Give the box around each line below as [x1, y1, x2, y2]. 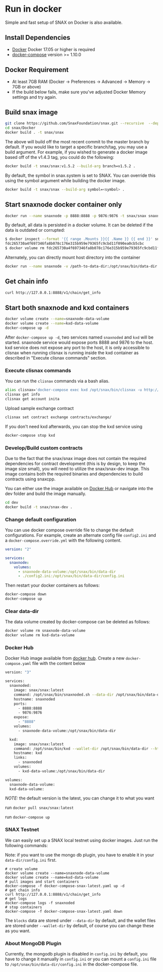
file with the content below [32, 661, 86, 666]
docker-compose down [5, 592, 47, 597]
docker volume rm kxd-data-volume [5, 633, 75, 638]
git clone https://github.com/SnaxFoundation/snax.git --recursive [5, 121, 145, 126]
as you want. [5, 928, 31, 934]
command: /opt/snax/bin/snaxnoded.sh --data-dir [14, 692, 114, 697]
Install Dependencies [5, 34, 70, 42]
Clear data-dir [5, 608, 39, 614]
